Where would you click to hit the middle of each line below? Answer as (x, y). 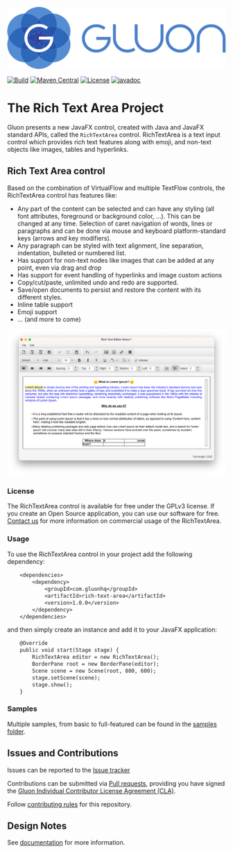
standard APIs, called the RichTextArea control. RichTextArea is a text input (114, 135)
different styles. (40, 297)
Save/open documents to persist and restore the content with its (109, 290)
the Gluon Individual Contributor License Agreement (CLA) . (92, 791)
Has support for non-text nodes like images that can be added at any (116, 260)
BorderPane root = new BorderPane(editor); (96, 664)
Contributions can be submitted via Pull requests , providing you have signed (116, 783)
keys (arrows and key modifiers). (64, 238)
